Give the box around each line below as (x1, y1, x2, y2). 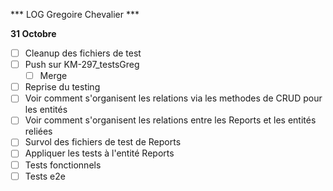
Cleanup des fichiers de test (24, 47, 142, 59)
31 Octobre (10, 28, 57, 39)
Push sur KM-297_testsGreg (24, 59, 140, 71)
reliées (24, 125, 53, 138)
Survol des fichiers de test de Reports (24, 136, 182, 148)
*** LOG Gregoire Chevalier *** (10, 9, 140, 20)
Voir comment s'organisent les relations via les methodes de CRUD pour (24, 92, 323, 104)
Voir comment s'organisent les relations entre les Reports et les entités (24, 114, 317, 126)
